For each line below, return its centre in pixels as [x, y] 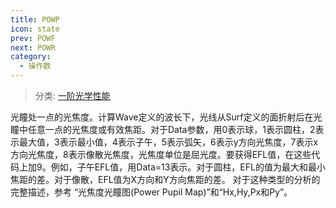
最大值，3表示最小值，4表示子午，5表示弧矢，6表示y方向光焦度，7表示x [168, 142]
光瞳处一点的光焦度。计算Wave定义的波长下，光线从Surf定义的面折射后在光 [166, 117]
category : [31, 57]
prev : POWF [33, 38]
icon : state [35, 29]
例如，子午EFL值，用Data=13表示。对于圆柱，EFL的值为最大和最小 [188, 167]
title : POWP [35, 19]
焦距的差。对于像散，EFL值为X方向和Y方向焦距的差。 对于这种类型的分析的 [165, 179]
